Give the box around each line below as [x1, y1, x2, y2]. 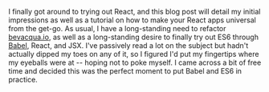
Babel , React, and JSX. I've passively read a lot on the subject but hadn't [8, 41, 249, 50]
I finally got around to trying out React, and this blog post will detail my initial [8, 7, 261, 16]
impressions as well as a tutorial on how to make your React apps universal [8, 15, 257, 25]
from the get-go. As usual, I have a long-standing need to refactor [8, 24, 226, 33]
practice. [8, 75, 38, 84]
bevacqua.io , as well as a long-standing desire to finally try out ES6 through [8, 32, 259, 42]
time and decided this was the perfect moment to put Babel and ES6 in [8, 66, 243, 75]
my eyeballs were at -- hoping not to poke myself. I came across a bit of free [8, 58, 262, 67]
